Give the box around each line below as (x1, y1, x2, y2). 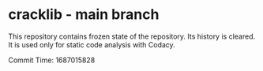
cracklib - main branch (8, 6, 160, 24)
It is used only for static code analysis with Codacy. (8, 39, 175, 49)
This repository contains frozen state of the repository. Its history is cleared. (8, 32, 255, 41)
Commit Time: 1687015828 (8, 55, 96, 65)
